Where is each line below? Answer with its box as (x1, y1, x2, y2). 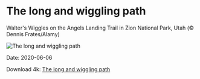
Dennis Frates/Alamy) (6, 30, 60, 37)
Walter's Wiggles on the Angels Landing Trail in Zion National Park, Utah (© (6, 24, 195, 31)
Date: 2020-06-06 (6, 54, 53, 61)
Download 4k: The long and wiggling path (6, 65, 111, 73)
